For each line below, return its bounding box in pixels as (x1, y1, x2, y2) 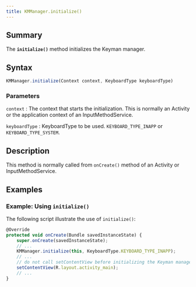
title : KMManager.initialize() (6, 8, 82, 15)
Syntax (6, 63, 33, 72)
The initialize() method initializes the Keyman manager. (6, 46, 146, 53)
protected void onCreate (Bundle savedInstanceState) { (6, 232, 142, 238)
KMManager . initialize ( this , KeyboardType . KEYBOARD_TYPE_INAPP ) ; (16, 248, 176, 254)
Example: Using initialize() (6, 202, 90, 210)
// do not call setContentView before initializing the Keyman (16, 260, 174, 265)
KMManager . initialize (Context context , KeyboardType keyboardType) (6, 78, 174, 84)
